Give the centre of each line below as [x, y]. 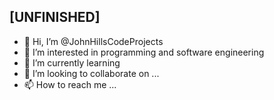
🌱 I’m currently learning [72, 62]
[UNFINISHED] [55, 17]
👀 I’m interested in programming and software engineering [144, 52]
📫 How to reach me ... [70, 84]
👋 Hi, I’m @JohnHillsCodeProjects [93, 41]
